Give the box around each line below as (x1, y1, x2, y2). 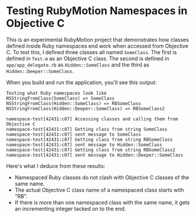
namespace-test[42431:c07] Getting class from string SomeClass (6, 126, 168, 132)
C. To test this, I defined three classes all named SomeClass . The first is (6, 48, 177, 55)
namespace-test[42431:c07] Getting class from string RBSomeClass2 (6, 147, 176, 153)
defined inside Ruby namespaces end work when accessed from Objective (6, 42, 189, 49)
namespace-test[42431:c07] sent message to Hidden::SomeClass (6, 141, 162, 148)
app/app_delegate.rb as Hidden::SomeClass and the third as (6, 61, 149, 68)
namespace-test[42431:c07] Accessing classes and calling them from (6, 116, 178, 122)
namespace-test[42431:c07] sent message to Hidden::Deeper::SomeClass (6, 152, 184, 158)
